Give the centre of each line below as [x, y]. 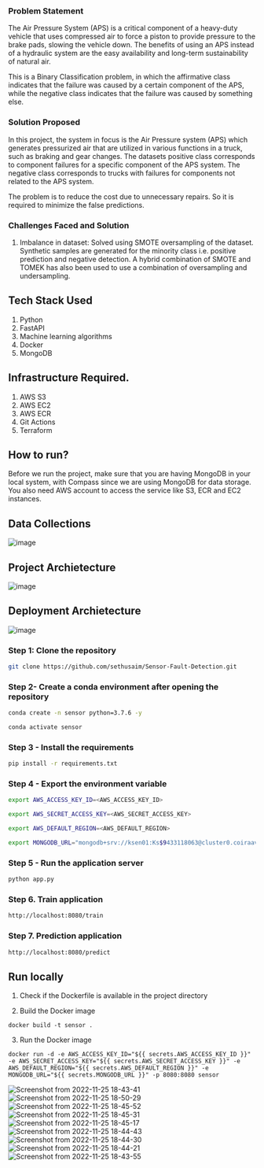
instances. [25, 499]
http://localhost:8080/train [56, 916]
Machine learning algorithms [66, 336]
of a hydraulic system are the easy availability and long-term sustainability [128, 54]
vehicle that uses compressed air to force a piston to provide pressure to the [132, 36]
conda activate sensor [45, 727]
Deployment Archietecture [75, 611]
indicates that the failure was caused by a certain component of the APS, [126, 85]
